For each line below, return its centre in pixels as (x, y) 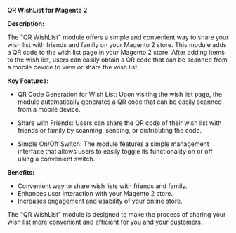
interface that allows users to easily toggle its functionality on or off (115, 151)
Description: (26, 24)
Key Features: (28, 81)
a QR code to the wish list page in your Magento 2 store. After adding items (116, 52)
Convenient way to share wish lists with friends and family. (102, 186)
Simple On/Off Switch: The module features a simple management (113, 144)
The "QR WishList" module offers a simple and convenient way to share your (118, 37)
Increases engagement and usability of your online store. (100, 201)
